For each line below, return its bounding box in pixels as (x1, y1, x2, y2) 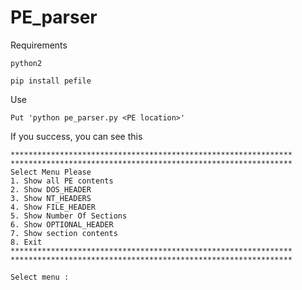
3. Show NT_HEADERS (10, 193, 92, 203)
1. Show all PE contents (10, 176, 114, 186)
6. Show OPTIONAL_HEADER (10, 219, 114, 230)
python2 (10, 58, 43, 68)
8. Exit (10, 237, 43, 247)
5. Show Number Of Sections (10, 211, 128, 221)
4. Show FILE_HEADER (10, 202, 97, 212)
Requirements (10, 39, 68, 51)
